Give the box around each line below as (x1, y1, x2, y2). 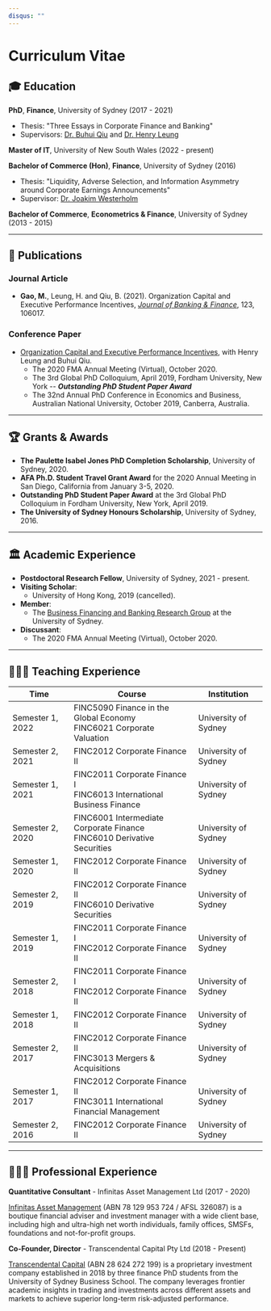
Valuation (73, 733, 110, 744)
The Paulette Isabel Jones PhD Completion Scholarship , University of (19, 456, 256, 465)
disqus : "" (8, 11, 45, 20)
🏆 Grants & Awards (8, 431, 109, 444)
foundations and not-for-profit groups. (8, 1228, 135, 1237)
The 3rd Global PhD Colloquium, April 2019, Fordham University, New (31, 372, 262, 382)
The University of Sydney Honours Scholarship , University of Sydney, (19, 507, 256, 517)
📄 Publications (8, 249, 82, 263)
